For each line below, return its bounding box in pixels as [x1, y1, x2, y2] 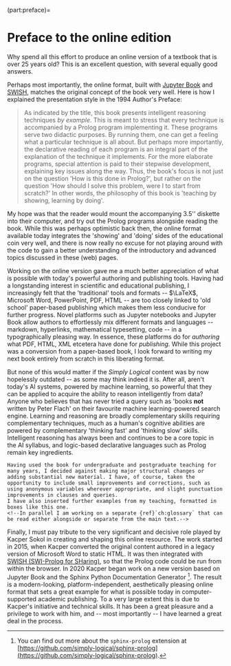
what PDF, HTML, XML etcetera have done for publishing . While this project [7, 340, 221, 348]
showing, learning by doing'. [23, 196, 104, 204]
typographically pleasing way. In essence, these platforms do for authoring [7, 332, 220, 341]
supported [7, 594, 36, 603]
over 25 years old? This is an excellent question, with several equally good [7, 60, 218, 68]
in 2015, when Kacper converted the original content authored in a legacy [7, 542, 215, 550]
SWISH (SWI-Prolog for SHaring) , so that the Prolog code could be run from [7, 557, 222, 565]
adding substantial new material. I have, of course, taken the [7, 473, 195, 480]
